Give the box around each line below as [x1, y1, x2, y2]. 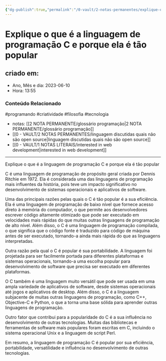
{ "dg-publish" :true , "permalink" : [5, 7, 74, 12]
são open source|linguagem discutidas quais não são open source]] [12, 136, 151, 142]
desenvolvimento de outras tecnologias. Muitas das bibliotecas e [5, 319, 137, 325]
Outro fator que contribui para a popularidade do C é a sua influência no [5, 314, 152, 320]
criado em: [5, 69, 39, 78]
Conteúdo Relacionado [5, 100, 61, 107]
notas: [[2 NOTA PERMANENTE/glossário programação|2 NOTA [12, 121, 142, 127]
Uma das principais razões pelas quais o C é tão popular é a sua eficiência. [5, 196, 158, 202]
